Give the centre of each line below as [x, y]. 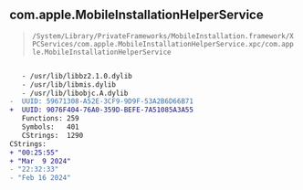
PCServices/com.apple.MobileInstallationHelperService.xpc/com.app [162, 44]
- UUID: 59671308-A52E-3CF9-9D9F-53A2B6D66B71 [102, 101]
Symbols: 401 [50, 127]
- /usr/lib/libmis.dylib [69, 84]
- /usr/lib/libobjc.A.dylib [75, 93]
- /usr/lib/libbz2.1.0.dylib [77, 76]
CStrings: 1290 [52, 135]
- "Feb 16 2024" [40, 178]
